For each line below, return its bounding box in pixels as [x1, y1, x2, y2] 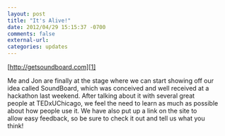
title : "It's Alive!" [7, 17, 71, 24]
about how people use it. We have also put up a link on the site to [7, 107, 197, 115]
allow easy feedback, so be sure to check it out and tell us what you [7, 114, 205, 123]
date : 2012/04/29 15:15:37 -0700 [7, 23, 106, 30]
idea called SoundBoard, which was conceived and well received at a [7, 84, 209, 92]
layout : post [7, 10, 46, 18]
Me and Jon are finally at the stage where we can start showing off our [7, 76, 214, 85]
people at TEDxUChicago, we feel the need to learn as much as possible [7, 99, 219, 107]
